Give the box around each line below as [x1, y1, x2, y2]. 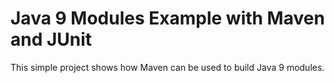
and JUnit [10, 28, 93, 51]
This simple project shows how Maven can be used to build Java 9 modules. [10, 61, 325, 73]
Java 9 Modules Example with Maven [10, 7, 325, 30]
